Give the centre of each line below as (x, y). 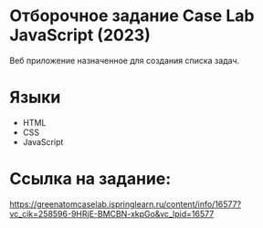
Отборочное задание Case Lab (132, 16)
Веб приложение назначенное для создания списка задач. (125, 60)
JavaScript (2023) (80, 35)
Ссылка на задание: (90, 179)
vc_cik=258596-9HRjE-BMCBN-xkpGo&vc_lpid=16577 (112, 213)
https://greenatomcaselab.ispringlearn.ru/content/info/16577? (126, 204)
